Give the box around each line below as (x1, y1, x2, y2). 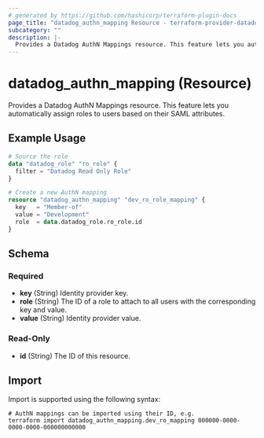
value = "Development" (15, 211, 90, 219)
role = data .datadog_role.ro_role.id (15, 218, 143, 226)
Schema (8, 247, 49, 260)
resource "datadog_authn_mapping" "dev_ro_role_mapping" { (8, 196, 206, 204)
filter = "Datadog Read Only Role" (15, 167, 132, 175)
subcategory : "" (8, 26, 61, 34)
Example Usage (8, 131, 86, 145)
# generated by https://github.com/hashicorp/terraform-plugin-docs (8, 11, 237, 20)
